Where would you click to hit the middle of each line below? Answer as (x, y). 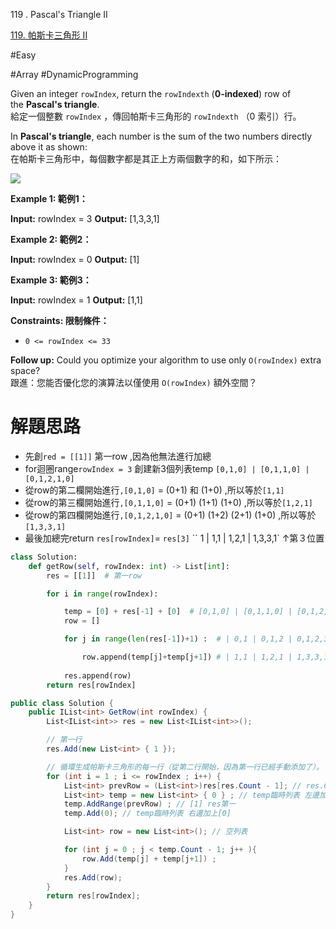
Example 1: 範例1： (49, 198)
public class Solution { (62, 703)
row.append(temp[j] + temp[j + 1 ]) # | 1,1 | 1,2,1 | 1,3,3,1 (205, 657)
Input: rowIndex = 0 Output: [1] (75, 259)
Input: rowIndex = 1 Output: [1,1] (76, 300)
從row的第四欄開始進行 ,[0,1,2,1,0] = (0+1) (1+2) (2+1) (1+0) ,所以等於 (170, 515)
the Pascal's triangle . (55, 104)
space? (25, 370)
